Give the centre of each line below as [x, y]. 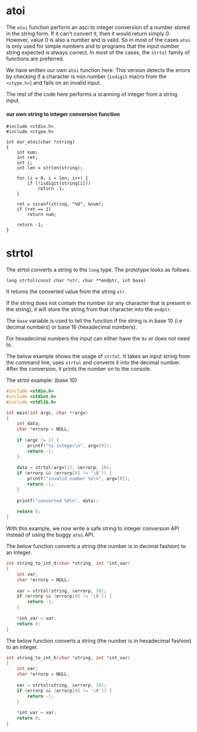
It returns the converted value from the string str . [66, 291]
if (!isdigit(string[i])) [59, 184]
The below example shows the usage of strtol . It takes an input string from [98, 357]
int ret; [27, 158]
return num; [42, 215]
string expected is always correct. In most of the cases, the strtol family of [98, 52]
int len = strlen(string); [50, 168]
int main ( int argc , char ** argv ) [47, 413]
